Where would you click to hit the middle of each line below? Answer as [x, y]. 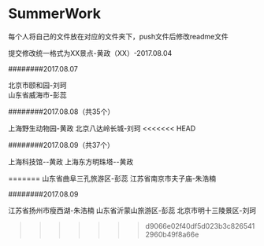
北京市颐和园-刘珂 [37, 85]
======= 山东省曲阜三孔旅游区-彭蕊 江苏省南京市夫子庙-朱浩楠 [112, 178]
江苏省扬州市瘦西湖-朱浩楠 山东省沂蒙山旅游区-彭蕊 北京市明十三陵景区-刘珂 [132, 210]
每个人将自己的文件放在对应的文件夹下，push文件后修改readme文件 [118, 36]
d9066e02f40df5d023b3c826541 [200, 226]
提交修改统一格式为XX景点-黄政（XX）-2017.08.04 [90, 53]
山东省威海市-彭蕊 [37, 94]
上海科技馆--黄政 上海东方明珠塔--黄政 [71, 161]
